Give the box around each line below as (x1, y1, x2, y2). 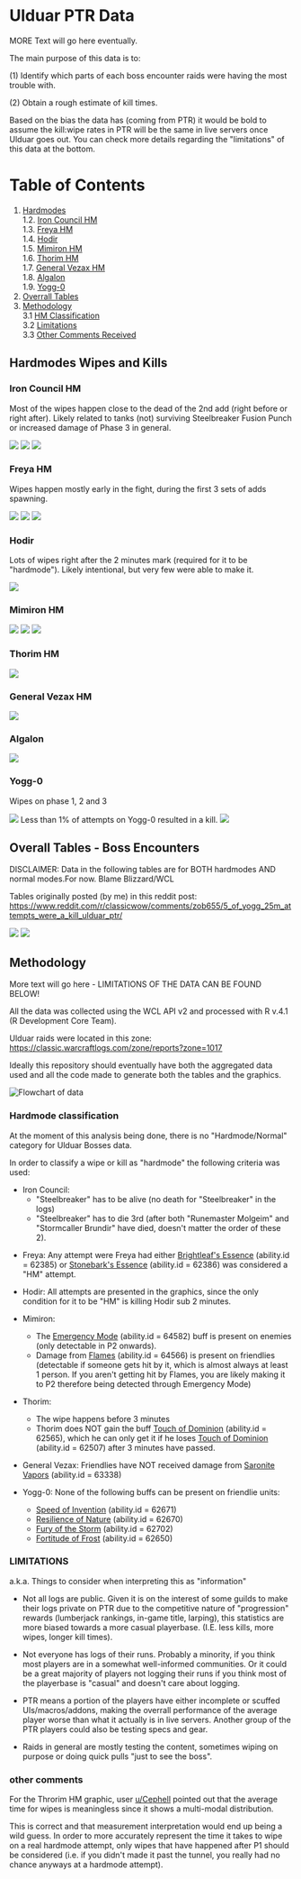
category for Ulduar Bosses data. (9, 1139, 132, 1150)
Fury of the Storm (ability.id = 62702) (35, 1523, 173, 1534)
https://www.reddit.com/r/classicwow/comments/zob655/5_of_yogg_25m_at (9, 900, 292, 911)
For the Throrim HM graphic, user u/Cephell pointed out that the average (9, 1794, 279, 1805)
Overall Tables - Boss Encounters (9, 840, 200, 856)
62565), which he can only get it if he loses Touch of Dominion (35, 1432, 269, 1443)
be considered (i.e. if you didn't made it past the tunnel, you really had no (9, 1849, 280, 1861)
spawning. (9, 493, 48, 504)
